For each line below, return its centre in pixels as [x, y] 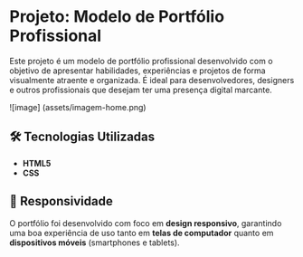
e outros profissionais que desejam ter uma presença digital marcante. [141, 90]
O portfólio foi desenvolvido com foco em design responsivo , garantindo [146, 223]
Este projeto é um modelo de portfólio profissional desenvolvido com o [141, 61]
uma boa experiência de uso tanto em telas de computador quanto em [142, 233]
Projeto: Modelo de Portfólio [117, 17]
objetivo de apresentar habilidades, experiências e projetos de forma [137, 71]
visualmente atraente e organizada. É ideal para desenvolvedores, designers [152, 80]
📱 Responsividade [61, 201]
